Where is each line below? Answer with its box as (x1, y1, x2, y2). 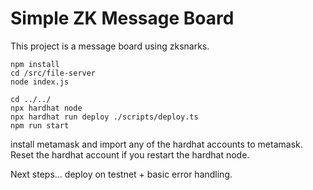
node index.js (10, 77, 70, 87)
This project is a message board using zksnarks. (10, 40, 210, 52)
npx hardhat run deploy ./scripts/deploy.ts (10, 112, 199, 122)
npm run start (10, 120, 70, 131)
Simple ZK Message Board (10, 7, 235, 30)
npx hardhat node (10, 103, 83, 113)
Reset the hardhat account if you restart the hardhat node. (10, 148, 250, 161)
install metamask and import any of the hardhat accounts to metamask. (10, 138, 303, 150)
